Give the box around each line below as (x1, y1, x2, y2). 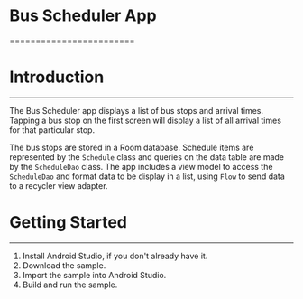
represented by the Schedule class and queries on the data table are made (9, 151, 284, 163)
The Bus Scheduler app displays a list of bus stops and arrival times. (9, 105, 264, 116)
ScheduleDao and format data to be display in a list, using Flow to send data (9, 171, 286, 182)
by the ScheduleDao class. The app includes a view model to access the (9, 161, 273, 172)
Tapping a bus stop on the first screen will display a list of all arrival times (9, 115, 282, 126)
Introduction (9, 67, 105, 88)
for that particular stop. (9, 124, 96, 135)
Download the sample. (22, 259, 106, 271)
